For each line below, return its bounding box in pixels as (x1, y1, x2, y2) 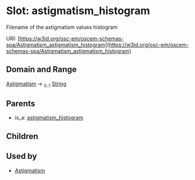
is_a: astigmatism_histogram (14, 114, 84, 121)
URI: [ (6, 35, 20, 42)
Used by (6, 151, 37, 161)
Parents (6, 98, 35, 108)
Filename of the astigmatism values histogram (6, 24, 118, 31)
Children (6, 131, 38, 141)
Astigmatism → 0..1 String (6, 80, 67, 89)
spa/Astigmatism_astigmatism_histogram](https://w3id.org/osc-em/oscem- (6, 41, 189, 48)
